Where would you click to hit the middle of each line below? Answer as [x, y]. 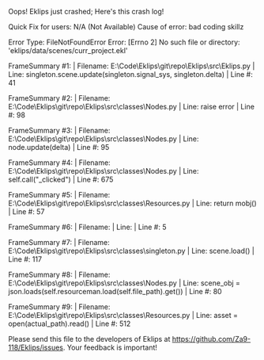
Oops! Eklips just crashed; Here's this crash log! [86, 11]
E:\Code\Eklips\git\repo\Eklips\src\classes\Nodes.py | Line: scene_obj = [124, 283]
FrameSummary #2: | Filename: [59, 98]
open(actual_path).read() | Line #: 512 [70, 324]
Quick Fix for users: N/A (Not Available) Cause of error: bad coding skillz [126, 27]
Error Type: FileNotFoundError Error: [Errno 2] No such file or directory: [124, 42]
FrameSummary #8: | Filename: [59, 274]
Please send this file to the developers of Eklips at [89, 339]
